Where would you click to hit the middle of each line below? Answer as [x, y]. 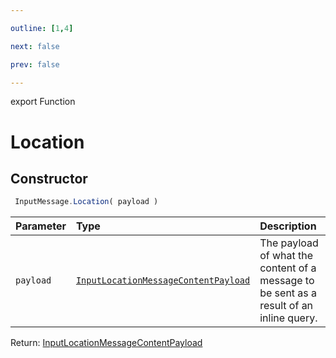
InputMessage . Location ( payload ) [86, 202]
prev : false [35, 64]
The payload [289, 243]
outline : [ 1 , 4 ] [42, 28]
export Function [43, 102]
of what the [286, 256]
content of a [288, 268]
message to [287, 281]
